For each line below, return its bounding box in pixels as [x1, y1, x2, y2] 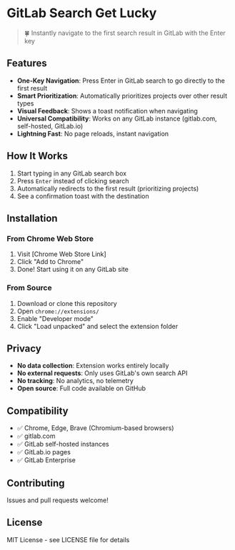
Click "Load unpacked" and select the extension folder [16, 322, 179, 330]
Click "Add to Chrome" [16, 258, 84, 266]
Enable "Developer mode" [16, 314, 94, 322]
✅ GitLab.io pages [16, 448, 71, 457]
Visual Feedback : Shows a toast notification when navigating [16, 106, 198, 115]
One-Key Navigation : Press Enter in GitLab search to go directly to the [16, 76, 226, 85]
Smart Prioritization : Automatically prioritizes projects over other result [16, 91, 228, 100]
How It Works [6, 150, 69, 162]
